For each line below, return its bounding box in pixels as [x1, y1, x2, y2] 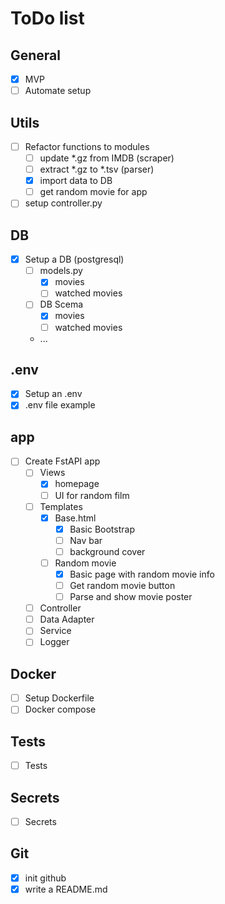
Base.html [54, 512, 97, 524]
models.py [39, 265, 83, 277]
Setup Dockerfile [24, 692, 95, 704]
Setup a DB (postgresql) [24, 253, 125, 266]
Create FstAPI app [24, 455, 101, 467]
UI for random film [54, 489, 130, 501]
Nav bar [69, 534, 103, 546]
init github [24, 872, 67, 884]
